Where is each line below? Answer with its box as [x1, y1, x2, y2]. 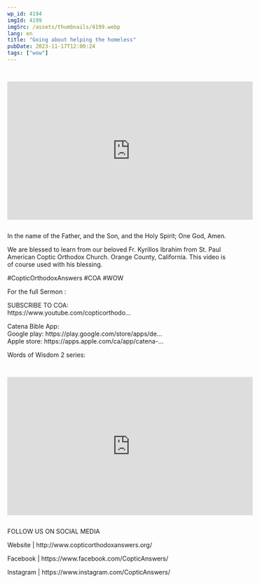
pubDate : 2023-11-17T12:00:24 [7, 43, 96, 50]
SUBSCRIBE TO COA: [7, 301, 69, 309]
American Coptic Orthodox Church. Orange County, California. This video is [7, 252, 226, 261]
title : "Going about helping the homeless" [7, 37, 137, 44]
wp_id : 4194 [7, 10, 42, 18]
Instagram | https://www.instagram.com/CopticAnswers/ [7, 568, 170, 576]
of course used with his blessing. [7, 260, 103, 268]
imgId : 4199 [7, 17, 42, 24]
